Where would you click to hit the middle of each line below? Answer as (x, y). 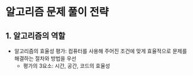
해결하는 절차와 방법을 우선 (45, 58)
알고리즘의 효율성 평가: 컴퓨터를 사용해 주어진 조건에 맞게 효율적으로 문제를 (101, 51)
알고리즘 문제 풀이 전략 (57, 12)
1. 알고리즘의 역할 (36, 36)
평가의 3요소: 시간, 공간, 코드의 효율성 (67, 66)
